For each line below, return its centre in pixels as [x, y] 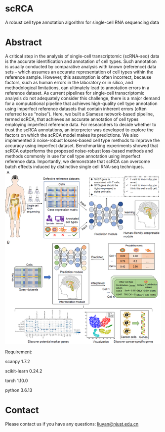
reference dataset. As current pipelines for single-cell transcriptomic [75, 93]
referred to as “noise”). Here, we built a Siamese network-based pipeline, [80, 114]
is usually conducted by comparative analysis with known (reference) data [81, 66]
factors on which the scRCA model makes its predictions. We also [72, 135]
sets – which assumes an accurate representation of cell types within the [79, 72]
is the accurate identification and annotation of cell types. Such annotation [81, 61]
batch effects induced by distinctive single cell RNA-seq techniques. [75, 166]
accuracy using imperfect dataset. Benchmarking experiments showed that [82, 145]
